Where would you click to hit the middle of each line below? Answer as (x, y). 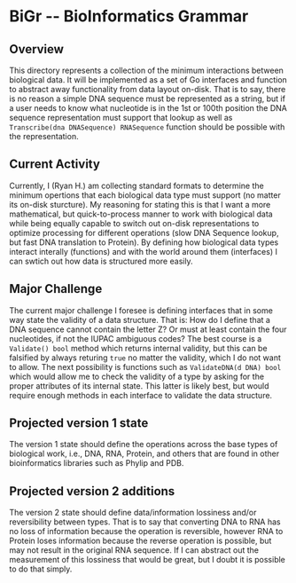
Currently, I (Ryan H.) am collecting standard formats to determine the (136, 185)
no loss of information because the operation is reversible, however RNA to (146, 532)
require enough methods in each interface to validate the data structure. (141, 395)
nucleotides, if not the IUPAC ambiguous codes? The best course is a (136, 338)
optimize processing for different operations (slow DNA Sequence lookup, (144, 232)
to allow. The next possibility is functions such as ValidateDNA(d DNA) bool (145, 366)
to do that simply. (41, 569)
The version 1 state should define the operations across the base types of (144, 445)
